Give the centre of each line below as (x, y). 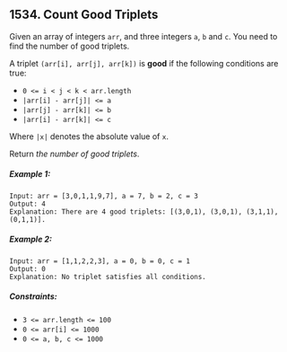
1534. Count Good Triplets (84, 15)
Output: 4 (28, 204)
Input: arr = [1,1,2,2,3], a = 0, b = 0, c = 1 (100, 261)
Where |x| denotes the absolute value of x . (89, 136)
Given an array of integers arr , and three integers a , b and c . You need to (143, 36)
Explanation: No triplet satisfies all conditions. (108, 277)
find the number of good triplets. (70, 46)
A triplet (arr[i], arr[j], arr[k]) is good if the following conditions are (144, 63)
